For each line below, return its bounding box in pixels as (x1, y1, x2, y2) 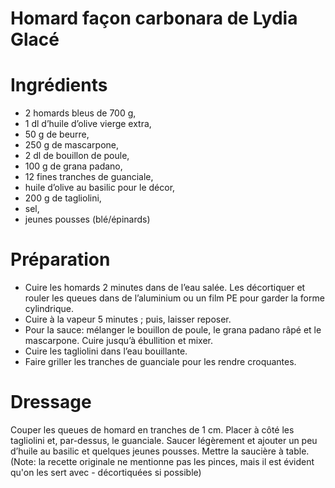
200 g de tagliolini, (24, 192, 102, 204)
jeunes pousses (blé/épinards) (24, 213, 151, 226)
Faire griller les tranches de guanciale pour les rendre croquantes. (24, 356, 297, 368)
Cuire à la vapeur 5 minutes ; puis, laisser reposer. (24, 313, 232, 326)
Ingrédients (10, 74, 108, 97)
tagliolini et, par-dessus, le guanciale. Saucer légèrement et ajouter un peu (10, 435, 318, 446)
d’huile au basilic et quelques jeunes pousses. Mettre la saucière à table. (10, 445, 310, 457)
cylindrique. (24, 303, 74, 315)
